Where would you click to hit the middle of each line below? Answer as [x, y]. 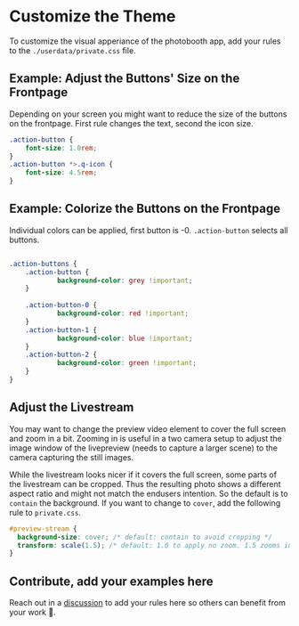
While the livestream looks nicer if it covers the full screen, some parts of [143, 475]
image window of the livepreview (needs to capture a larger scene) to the [144, 448]
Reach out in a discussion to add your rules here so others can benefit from [148, 603]
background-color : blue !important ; [125, 338]
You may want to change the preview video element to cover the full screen [148, 428]
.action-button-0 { [61, 305]
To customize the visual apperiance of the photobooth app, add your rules [145, 41]
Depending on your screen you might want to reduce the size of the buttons [148, 114]
